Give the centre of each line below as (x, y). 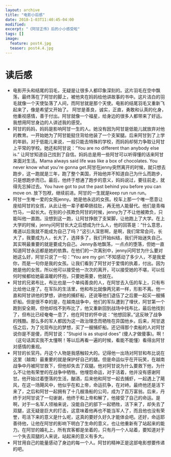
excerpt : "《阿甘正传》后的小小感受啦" (43, 29)
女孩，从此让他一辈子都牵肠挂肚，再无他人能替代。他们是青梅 (100, 205)
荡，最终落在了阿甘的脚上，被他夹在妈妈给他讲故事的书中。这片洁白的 (87, 97)
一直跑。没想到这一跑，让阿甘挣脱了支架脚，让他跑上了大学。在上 (95, 218)
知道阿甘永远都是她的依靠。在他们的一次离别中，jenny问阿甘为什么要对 (88, 250)
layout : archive (22, 10)
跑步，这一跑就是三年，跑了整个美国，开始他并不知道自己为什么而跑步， (89, 173)
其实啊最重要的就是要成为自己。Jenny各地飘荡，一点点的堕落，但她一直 (89, 244)
